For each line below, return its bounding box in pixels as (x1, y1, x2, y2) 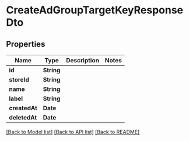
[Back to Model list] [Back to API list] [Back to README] (6, 129, 140, 135)
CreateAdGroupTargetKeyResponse (6, 3, 184, 17)
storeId (9, 76, 29, 83)
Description (66, 57, 99, 64)
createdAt (9, 104, 38, 112)
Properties (6, 39, 45, 49)
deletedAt (9, 114, 37, 121)
